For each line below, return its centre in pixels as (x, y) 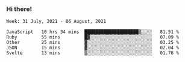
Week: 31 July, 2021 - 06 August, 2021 (56, 22)
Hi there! (19, 9)
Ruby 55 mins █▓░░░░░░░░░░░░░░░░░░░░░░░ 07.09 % (93, 37)
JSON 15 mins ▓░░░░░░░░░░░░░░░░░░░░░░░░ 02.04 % (93, 48)
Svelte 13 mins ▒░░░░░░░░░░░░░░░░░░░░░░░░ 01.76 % (93, 53)
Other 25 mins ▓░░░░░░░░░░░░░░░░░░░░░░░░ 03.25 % (93, 43)
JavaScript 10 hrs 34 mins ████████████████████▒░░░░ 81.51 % (93, 32)
